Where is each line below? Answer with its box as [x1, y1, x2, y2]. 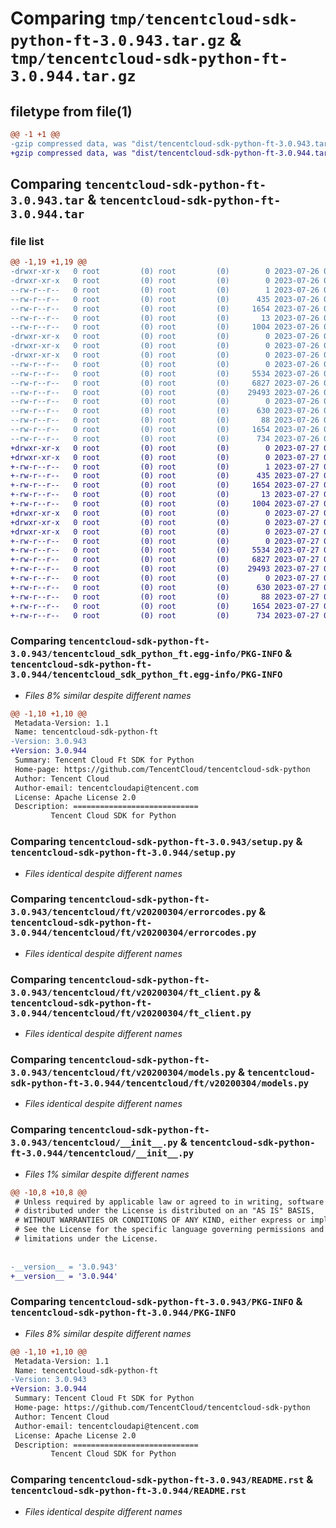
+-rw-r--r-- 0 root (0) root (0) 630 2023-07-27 [10, 582, 320, 592]
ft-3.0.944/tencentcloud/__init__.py [10, 1148, 195, 1159]
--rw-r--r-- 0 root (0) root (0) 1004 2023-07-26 [10, 322, 320, 332]
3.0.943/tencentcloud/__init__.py [10, 1137, 178, 1149]
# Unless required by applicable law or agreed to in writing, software [14, 1197, 325, 1207]
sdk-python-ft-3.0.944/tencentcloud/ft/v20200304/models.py [10, 1078, 310, 1089]
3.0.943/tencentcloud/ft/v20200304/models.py [10, 1067, 237, 1079]
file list [10, 234, 45, 248]
